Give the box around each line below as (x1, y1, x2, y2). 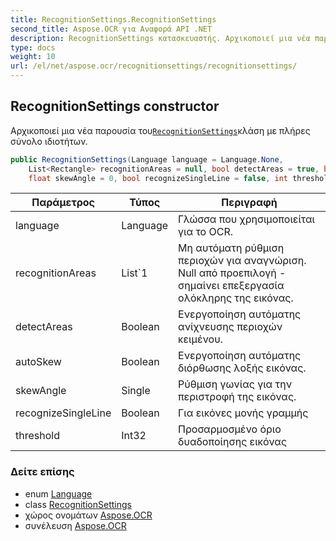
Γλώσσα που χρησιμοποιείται (178, 212, 316, 226)
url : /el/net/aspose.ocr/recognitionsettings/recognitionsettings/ (10, 61, 298, 71)
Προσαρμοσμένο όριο (178, 422, 282, 436)
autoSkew (15, 355, 62, 369)
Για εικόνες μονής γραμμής (178, 406, 309, 420)
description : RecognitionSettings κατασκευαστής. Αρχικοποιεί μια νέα (10, 33, 311, 43)
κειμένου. (178, 332, 223, 346)
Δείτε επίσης (10, 465, 75, 479)
